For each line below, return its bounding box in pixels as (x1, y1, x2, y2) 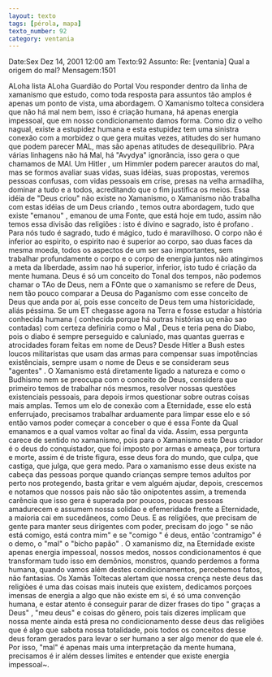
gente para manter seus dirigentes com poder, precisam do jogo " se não (8, 522, 253, 532)
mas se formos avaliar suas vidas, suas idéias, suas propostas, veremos (8, 167, 250, 177)
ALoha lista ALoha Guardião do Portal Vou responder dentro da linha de (8, 81, 248, 91)
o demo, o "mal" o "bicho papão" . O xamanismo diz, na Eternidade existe (8, 539, 256, 549)
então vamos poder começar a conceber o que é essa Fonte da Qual (8, 418, 239, 427)
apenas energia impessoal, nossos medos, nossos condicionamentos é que (8, 548, 261, 558)
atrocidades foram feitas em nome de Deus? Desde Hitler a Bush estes (8, 341, 245, 350)
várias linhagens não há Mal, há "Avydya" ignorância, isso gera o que (8, 150, 240, 160)
